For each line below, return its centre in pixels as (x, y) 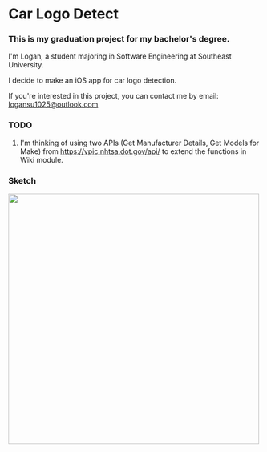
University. (26, 65)
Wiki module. (42, 159)
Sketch (22, 180)
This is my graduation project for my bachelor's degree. (119, 39)
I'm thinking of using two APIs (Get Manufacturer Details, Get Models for (140, 143)
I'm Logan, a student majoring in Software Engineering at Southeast (120, 56)
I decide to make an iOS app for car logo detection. (93, 80)
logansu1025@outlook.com (53, 104)
